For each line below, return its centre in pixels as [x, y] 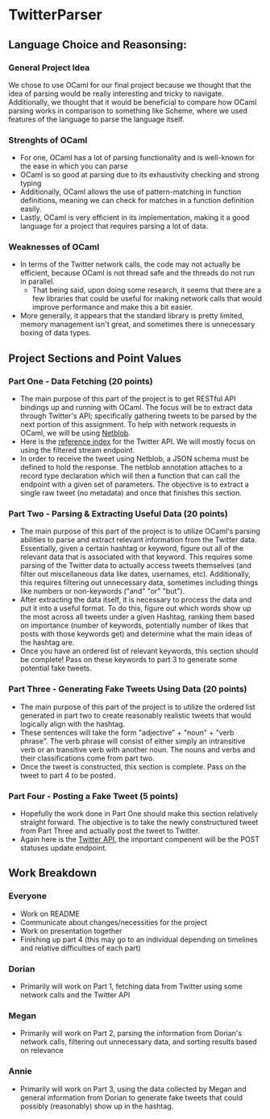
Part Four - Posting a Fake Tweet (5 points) [93, 796]
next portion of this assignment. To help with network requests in [128, 425]
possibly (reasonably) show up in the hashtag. [97, 1106]
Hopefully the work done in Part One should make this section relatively [139, 814]
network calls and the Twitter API [75, 995]
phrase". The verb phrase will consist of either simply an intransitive [133, 741]
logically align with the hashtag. [73, 723]
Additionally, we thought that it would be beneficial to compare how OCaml [133, 102]
